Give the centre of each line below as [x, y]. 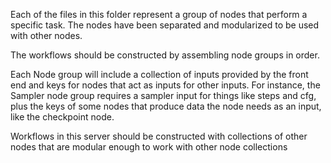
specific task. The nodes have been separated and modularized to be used [165, 25]
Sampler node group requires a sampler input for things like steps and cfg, [163, 95]
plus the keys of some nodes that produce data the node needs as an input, [166, 106]
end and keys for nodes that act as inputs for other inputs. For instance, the [165, 85]
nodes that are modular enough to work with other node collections [149, 147]
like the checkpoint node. [62, 117]
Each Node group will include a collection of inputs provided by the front [159, 74]
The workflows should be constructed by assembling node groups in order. [165, 55]
